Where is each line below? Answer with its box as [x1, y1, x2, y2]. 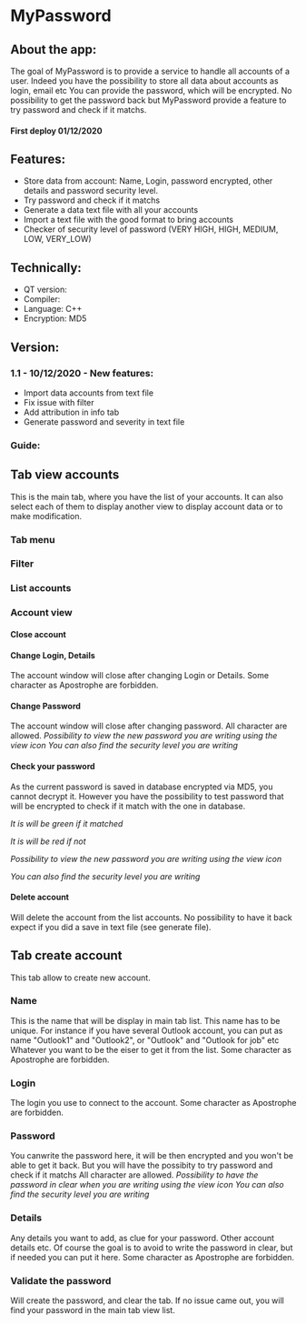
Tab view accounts [10, 467, 120, 483]
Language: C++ [23, 304, 83, 315]
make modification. [10, 510, 83, 521]
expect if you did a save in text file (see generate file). [10, 921, 212, 932]
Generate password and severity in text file [23, 416, 185, 427]
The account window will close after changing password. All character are [10, 720, 288, 732]
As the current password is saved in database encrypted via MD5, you [10, 781, 273, 792]
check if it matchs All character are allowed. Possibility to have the [10, 1169, 259, 1180]
